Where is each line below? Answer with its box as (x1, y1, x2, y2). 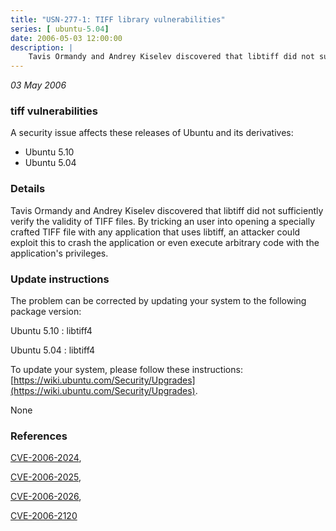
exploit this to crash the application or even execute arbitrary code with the (10, 236, 320, 248)
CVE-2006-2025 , (10, 471, 82, 483)
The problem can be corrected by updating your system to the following (10, 295, 307, 307)
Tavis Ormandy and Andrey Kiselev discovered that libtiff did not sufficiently (10, 204, 324, 216)
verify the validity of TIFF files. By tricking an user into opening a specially (10, 215, 316, 227)
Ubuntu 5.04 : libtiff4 (10, 344, 96, 356)
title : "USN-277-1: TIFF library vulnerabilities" (10, 14, 226, 25)
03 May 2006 (10, 79, 67, 91)
